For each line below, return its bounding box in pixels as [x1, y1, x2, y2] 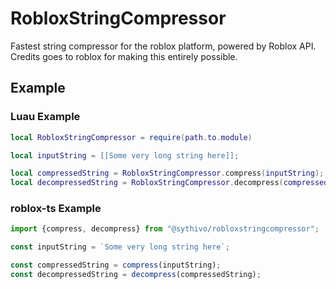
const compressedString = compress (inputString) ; [10, 260, 222, 271]
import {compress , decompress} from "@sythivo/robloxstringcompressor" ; [10, 224, 320, 234]
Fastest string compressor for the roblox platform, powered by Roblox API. [10, 40, 317, 52]
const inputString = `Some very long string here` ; [10, 242, 230, 252]
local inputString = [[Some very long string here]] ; [10, 150, 240, 161]
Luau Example [10, 110, 81, 124]
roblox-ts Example [10, 202, 102, 216]
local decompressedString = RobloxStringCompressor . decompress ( [10, 178, 284, 188]
